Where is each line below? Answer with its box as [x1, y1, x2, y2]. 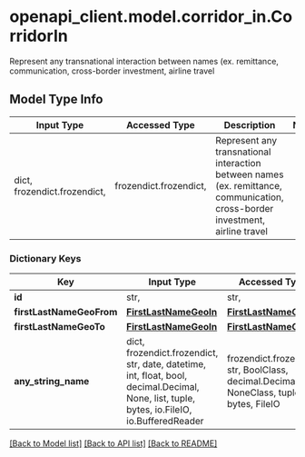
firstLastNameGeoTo [14, 321, 106, 333]
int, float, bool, [126, 370, 188, 382]
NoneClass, [226, 386, 277, 399]
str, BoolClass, [226, 363, 289, 376]
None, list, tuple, [126, 392, 196, 405]
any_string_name [14, 375, 90, 388]
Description [223, 118, 276, 131]
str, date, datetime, [126, 358, 207, 371]
